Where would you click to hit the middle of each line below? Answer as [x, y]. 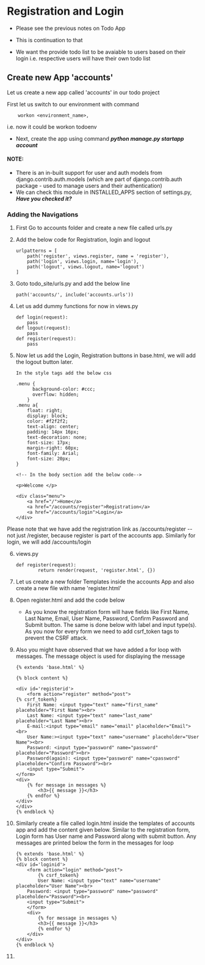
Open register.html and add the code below [70, 600]
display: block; [48, 416]
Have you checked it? [44, 198]
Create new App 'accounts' [60, 78]
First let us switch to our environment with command [73, 104]
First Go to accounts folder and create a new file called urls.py [94, 228]
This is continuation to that [49, 40]
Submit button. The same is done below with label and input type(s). [111, 625]
